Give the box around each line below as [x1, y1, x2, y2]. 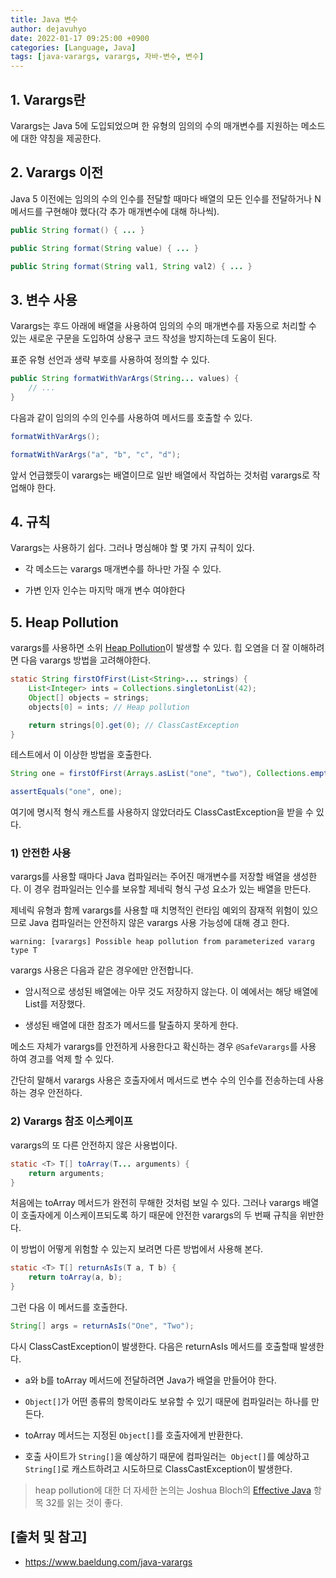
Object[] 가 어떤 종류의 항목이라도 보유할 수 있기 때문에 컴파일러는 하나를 [24, 1395, 310, 1407]
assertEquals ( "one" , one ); [10, 787, 123, 797]
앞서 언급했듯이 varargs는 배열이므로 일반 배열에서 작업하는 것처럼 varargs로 [10, 469, 310, 481]
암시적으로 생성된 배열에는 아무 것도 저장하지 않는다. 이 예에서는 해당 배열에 [24, 986, 319, 998]
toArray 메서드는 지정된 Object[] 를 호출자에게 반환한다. [24, 1429, 244, 1441]
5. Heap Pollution [10, 614, 119, 631]
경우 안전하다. [28, 1087, 83, 1099]
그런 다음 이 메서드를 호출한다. [10, 1301, 128, 1313]
